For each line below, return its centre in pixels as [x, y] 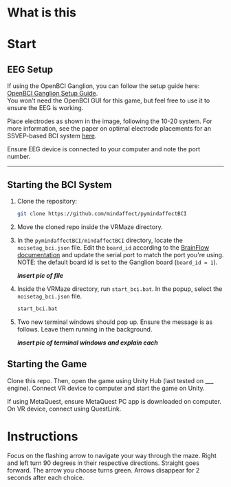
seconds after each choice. [46, 477]
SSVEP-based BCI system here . [52, 136]
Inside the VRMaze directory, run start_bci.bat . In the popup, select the [120, 289]
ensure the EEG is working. [45, 108]
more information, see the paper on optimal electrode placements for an [109, 129]
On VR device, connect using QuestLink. [64, 409]
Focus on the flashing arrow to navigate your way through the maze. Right [112, 455]
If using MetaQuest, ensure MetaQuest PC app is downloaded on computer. [114, 401]
